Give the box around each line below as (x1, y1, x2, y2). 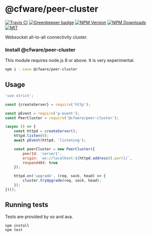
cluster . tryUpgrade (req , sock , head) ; (22, 178, 102, 183)
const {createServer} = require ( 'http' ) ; (5, 102, 91, 107)
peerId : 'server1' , (22, 151, 63, 156)
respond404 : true (22, 160, 58, 165)
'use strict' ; (5, 93, 34, 98)
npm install (5, 223, 29, 228)
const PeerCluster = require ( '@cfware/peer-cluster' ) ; (5, 116, 119, 120)
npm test (5, 228, 23, 233)
